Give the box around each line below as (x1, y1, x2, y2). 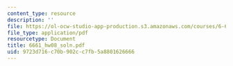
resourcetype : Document (7, 36, 76, 43)
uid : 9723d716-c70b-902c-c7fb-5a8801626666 (7, 49, 135, 56)
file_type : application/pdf (7, 29, 89, 36)
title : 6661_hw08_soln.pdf (7, 42, 85, 49)
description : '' (7, 16, 54, 23)
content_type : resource (7, 10, 76, 17)
